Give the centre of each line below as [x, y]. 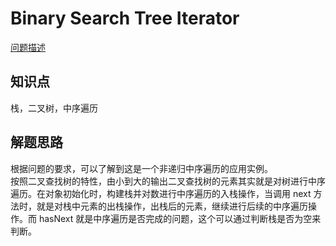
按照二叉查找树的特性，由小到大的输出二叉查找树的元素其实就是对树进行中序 [168, 181]
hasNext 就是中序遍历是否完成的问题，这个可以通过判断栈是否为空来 [180, 218]
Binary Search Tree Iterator [125, 18]
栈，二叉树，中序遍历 [54, 108]
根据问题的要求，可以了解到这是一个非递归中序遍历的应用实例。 [141, 168]
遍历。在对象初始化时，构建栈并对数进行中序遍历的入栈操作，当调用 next [161, 193]
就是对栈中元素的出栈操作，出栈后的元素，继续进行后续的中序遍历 [172, 206]
